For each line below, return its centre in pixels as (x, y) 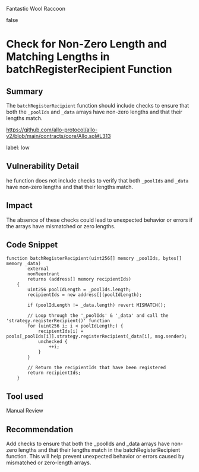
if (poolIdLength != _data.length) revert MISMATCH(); (97, 306)
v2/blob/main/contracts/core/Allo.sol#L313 (59, 136)
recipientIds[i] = (61, 331)
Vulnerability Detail (42, 166)
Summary (25, 91)
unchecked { (53, 342)
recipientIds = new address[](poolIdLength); (85, 295)
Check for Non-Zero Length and (87, 44)
